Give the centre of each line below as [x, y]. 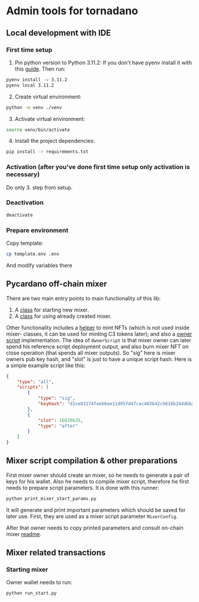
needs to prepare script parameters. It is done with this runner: [83, 488]
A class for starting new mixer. [52, 310]
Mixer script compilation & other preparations [92, 461]
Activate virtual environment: [50, 119]
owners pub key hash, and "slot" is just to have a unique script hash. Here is [99, 359]
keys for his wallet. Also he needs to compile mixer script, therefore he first [98, 481]
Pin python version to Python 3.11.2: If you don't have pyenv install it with [103, 62]
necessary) [23, 174]
